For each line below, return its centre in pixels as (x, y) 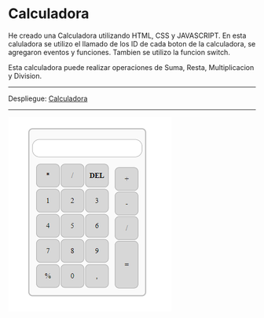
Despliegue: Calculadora (48, 98)
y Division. (25, 76)
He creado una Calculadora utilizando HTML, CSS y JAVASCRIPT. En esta (127, 35)
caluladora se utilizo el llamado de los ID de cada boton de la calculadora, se (132, 43)
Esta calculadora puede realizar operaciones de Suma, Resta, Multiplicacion (131, 67)
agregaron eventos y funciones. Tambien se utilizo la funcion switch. (119, 52)
